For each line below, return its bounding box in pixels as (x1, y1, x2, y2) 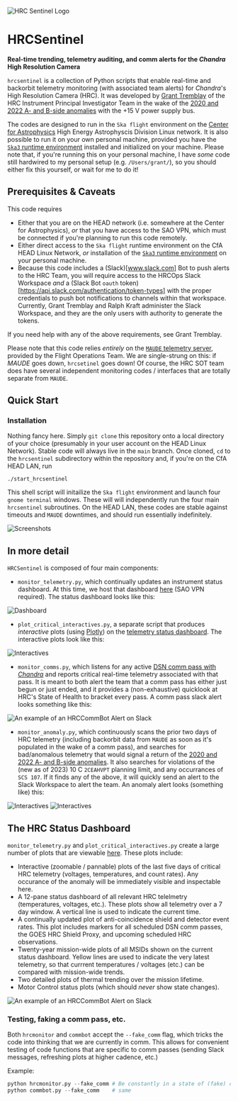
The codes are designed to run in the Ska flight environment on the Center (7, 120, 229, 128)
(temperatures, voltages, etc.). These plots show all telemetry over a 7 (17, 900, 223, 909)
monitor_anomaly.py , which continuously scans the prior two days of (17, 727, 217, 737)
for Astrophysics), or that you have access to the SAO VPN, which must (17, 225, 227, 234)
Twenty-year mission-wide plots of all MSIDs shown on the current (17, 945, 213, 954)
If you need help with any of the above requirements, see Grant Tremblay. (7, 330, 222, 338)
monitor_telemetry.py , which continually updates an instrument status (17, 578, 223, 586)
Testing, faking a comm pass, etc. (7, 1014, 126, 1024)
